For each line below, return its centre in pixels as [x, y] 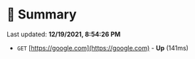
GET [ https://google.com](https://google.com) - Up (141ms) [103, 48]
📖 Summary [42, 15]
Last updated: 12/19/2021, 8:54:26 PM [64, 34]
